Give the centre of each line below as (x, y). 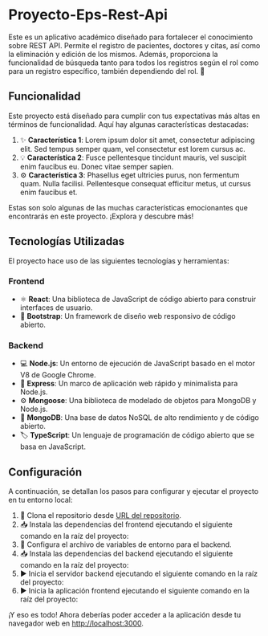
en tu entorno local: (41, 499)
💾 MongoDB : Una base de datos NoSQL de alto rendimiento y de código (139, 418)
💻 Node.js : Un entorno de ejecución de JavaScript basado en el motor (137, 364)
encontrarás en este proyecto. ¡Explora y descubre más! (101, 216)
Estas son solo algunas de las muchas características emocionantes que (128, 207)
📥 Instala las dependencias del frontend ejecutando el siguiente (126, 524)
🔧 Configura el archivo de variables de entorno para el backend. (126, 544)
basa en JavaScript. (53, 446)
